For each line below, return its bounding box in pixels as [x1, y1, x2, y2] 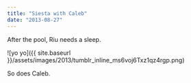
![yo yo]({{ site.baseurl [7, 49, 71, 57]
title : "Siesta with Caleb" [7, 10, 88, 17]
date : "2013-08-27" [7, 16, 63, 23]
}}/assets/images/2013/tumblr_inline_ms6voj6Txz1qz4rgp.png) [7, 56, 185, 64]
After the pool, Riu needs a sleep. [7, 35, 102, 43]
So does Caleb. [7, 69, 51, 78]
